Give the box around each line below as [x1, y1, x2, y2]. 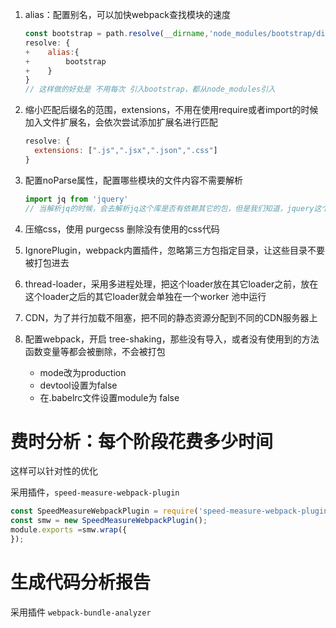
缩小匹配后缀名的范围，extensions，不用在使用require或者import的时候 [24, 104, 319, 116]
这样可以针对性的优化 [10, 465, 98, 477]
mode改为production [39, 366, 127, 378]
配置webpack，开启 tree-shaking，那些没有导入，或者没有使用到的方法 [24, 333, 320, 345]
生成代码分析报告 [10, 571, 152, 594]
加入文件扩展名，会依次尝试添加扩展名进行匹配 [24, 116, 218, 128]
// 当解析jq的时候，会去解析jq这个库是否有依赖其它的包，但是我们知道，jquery [24, 203, 315, 213]
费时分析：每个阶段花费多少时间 [10, 430, 274, 453]
